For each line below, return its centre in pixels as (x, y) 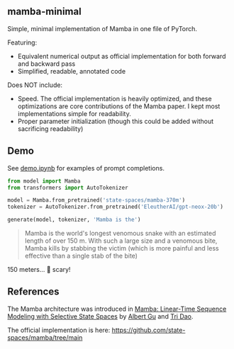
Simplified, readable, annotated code (72, 71)
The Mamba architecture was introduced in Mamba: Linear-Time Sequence (117, 309)
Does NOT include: (35, 85)
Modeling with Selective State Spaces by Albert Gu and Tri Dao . (100, 316)
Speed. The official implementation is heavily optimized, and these (115, 98)
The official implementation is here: (59, 330)
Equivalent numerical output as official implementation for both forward (122, 56)
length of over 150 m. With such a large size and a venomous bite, (121, 241)
